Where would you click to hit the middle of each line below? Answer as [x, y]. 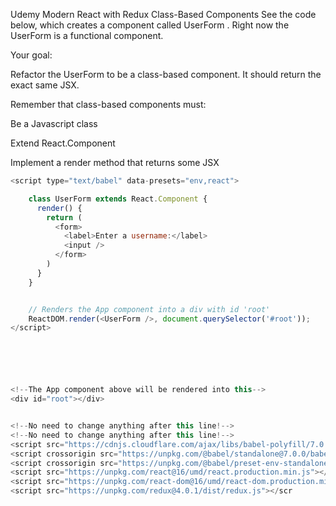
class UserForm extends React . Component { [118, 199]
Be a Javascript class [54, 123]
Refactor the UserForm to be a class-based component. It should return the [166, 74]
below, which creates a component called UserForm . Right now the [150, 25]
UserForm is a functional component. [87, 35]
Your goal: [31, 55]
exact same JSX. [45, 85]
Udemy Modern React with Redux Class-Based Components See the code [163, 14]
